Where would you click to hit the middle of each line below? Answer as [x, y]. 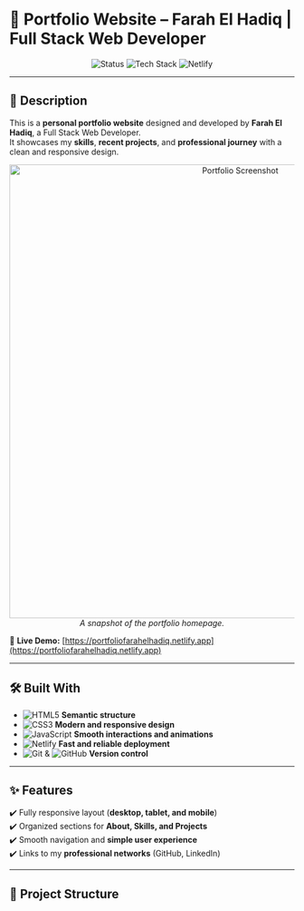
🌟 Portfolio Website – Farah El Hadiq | [151, 20]
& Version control [97, 753]
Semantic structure [99, 715]
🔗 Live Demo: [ [38, 641]
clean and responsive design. [64, 152]
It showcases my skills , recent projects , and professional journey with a [146, 142]
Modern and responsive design [114, 724]
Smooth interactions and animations [143, 734]
